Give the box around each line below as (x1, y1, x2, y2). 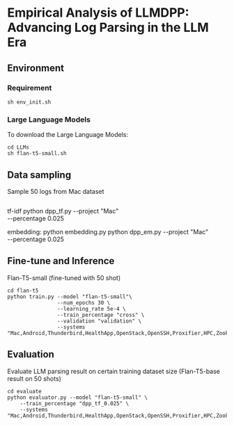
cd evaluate (7, 388, 42, 395)
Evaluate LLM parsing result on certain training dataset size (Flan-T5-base (7, 367, 221, 375)
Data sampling (7, 169, 72, 181)
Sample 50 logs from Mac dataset (7, 187, 104, 195)
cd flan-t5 (7, 287, 39, 294)
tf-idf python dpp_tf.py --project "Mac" (7, 206, 119, 215)
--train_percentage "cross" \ (56, 311, 145, 318)
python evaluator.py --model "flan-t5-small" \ (7, 394, 148, 401)
